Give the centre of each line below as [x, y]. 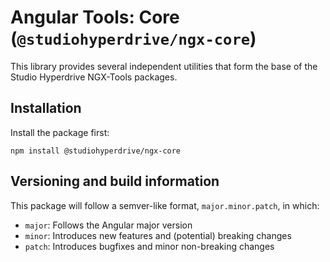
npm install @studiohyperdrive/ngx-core [96, 151]
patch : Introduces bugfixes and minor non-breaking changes [149, 246]
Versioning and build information [115, 181]
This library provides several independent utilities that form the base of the [164, 66]
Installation [46, 108]
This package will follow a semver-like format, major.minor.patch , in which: [165, 205]
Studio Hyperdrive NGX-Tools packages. [94, 77]
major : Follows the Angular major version [108, 225]
